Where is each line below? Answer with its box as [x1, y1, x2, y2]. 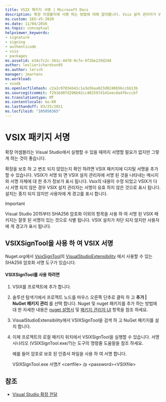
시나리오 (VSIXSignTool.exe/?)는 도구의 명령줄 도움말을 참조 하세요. [12, 340, 144, 346]
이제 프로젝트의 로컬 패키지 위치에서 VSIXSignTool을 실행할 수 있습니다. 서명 [12, 334, 160, 340]
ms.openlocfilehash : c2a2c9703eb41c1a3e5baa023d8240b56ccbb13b [5, 85, 138, 91]
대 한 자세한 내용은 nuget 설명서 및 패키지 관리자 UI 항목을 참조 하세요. [12, 306, 148, 313]
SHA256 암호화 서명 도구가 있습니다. [5, 259, 76, 266]
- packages [5, 53, 28, 59]
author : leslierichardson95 [5, 63, 63, 67]
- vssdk [5, 81, 21, 86]
